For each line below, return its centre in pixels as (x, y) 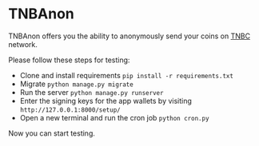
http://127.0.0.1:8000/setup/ (70, 110)
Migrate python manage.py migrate (76, 84)
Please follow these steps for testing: (69, 60)
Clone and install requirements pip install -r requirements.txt (127, 75)
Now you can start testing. (52, 133)
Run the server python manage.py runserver (92, 92)
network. (23, 44)
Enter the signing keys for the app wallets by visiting (106, 101)
